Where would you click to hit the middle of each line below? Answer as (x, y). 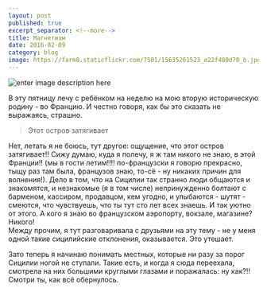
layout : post (30, 16)
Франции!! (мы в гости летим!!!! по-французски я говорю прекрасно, (125, 162)
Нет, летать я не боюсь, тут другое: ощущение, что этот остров (116, 146)
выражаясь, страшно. (46, 115)
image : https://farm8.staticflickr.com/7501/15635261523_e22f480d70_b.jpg (135, 60)
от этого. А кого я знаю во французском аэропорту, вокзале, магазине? (130, 213)
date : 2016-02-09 (37, 45)
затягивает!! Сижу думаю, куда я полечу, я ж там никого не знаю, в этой (132, 154)
